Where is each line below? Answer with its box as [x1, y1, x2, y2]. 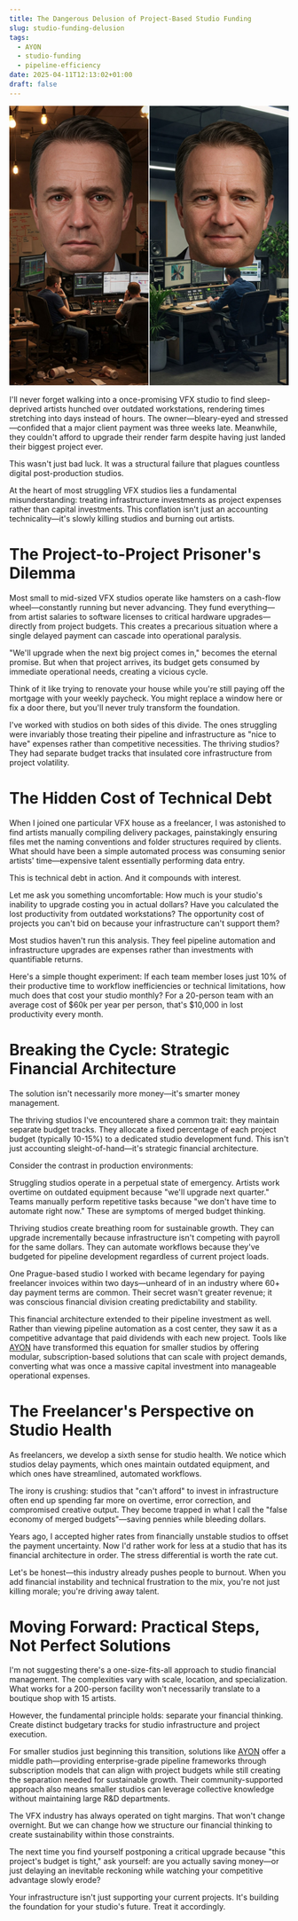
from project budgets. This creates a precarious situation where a [38, 621, 278, 631]
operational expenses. [9, 1370, 90, 1381]
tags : [9, 33, 29, 42]
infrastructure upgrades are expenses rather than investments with [9, 945, 255, 955]
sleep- [247, 394, 271, 404]
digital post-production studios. [9, 467, 124, 478]
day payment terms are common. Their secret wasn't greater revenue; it [9, 1287, 272, 1298]
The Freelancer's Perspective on [9, 1401, 255, 1421]
